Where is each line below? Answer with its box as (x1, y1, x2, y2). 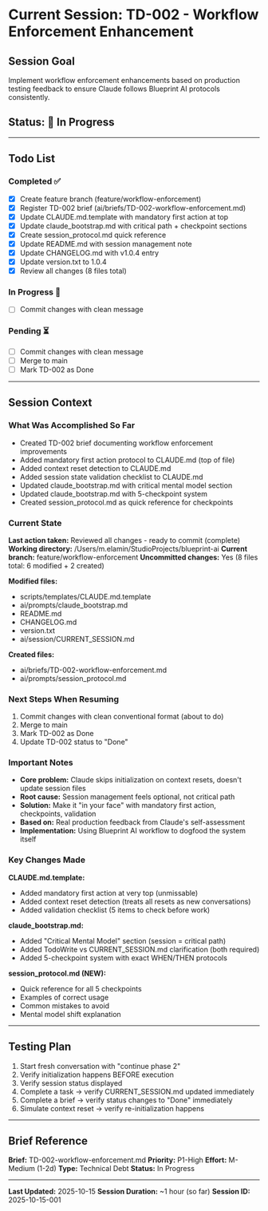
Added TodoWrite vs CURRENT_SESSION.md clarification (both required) (19, 944, 260, 954)
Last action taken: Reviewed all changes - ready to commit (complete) (8, 535, 241, 544)
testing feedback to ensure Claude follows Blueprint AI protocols (8, 84, 221, 93)
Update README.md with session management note (19, 239, 193, 248)
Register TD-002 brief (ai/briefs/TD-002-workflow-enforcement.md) (19, 203, 246, 212)
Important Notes (8, 757, 73, 768)
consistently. (8, 93, 50, 101)
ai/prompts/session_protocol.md (19, 673, 127, 683)
